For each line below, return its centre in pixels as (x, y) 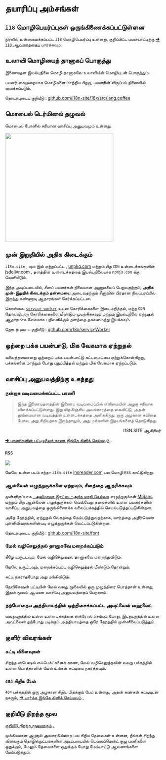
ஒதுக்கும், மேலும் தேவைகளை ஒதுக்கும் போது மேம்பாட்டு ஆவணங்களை (72, 746)
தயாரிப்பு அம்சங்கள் (42, 9)
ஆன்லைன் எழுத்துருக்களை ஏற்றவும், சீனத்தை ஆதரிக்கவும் (69, 485)
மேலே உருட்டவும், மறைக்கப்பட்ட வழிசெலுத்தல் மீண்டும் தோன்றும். (68, 567)
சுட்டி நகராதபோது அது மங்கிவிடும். (38, 577)
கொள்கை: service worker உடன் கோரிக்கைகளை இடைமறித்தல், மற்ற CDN (75, 308)
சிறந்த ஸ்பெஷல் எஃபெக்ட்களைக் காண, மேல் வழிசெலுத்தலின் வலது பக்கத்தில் (79, 662)
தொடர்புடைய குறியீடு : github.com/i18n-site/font (52, 533)
